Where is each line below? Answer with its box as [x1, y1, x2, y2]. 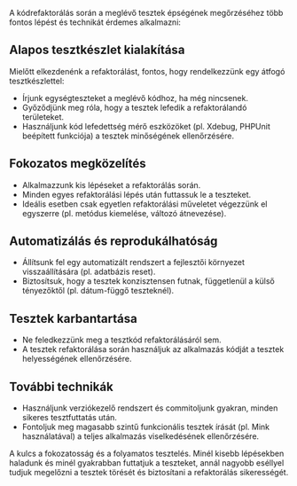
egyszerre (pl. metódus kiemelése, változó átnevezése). [21, 208, 227, 218]
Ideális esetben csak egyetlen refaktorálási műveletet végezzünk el [21, 199, 268, 209]
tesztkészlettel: [9, 75, 65, 86]
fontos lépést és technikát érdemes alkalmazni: [9, 17, 182, 27]
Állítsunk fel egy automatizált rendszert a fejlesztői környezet [21, 257, 246, 268]
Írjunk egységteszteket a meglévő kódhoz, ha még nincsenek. [21, 92, 248, 103]
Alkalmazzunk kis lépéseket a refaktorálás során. [21, 179, 201, 190]
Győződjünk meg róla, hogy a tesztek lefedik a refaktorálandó [21, 102, 247, 113]
